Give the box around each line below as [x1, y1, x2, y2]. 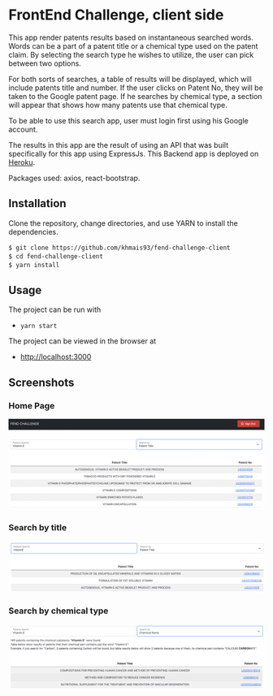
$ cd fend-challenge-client [8, 252, 104, 261]
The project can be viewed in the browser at [8, 336, 157, 346]
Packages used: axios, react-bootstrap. [8, 173, 141, 183]
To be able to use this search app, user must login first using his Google [8, 115, 249, 125]
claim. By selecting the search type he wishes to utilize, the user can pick [8, 50, 254, 59]
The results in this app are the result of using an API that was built [8, 140, 229, 149]
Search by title [8, 521, 67, 533]
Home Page [8, 400, 55, 411]
